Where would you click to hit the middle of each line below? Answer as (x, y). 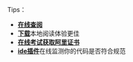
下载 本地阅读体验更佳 (48, 33)
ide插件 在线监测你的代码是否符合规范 (71, 51)
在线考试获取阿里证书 (48, 42)
